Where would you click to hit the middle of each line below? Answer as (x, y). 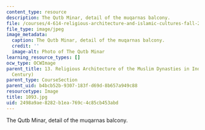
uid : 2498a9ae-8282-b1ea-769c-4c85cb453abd (63, 103)
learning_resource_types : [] (43, 57)
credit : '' (26, 46)
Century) (23, 74)
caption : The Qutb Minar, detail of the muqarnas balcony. (88, 40)
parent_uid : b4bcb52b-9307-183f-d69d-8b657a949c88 (72, 86)
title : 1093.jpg (27, 97)
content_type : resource (37, 12)
